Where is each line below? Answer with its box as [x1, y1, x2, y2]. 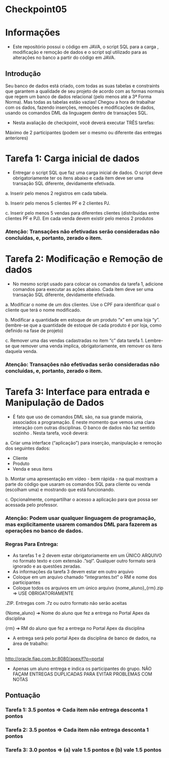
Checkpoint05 [5, 4, 67, 15]
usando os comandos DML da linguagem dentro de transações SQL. [5, 109, 148, 115]
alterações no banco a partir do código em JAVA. [12, 54, 116, 61]
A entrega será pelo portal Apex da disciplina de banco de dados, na [12, 635, 156, 641]
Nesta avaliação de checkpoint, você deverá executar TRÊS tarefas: [12, 120, 155, 126]
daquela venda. [5, 348, 38, 354]
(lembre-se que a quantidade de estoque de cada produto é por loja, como [5, 322, 162, 328]
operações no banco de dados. [5, 527, 83, 534]
